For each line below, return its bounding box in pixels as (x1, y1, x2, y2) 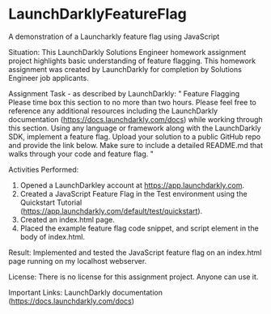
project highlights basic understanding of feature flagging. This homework (8, 56, 256, 66)
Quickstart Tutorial (19, 197, 83, 207)
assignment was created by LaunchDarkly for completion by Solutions (8, 64, 243, 74)
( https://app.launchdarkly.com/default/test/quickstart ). (19, 206, 203, 215)
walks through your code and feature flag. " (8, 149, 154, 159)
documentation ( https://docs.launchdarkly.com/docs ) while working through (8, 114, 263, 124)
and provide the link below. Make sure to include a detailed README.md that (8, 140, 264, 150)
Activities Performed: (8, 164, 79, 174)
